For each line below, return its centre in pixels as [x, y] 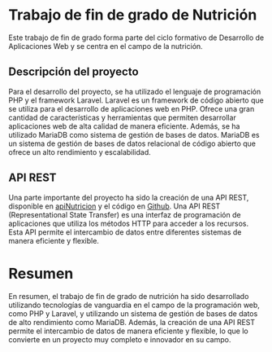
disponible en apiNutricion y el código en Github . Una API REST [114, 206]
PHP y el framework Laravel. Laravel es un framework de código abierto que [136, 100]
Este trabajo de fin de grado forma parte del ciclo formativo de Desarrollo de [136, 37]
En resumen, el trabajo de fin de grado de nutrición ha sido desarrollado [129, 296]
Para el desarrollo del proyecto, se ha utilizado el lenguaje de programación [135, 91]
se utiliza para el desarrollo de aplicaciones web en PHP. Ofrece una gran [132, 108]
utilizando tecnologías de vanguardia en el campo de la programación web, [134, 305]
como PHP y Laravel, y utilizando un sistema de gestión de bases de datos [133, 313]
